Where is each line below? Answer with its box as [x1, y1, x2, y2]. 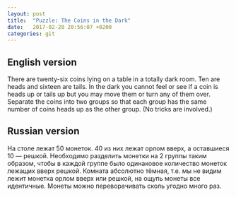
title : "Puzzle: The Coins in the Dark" [7, 17, 131, 24]
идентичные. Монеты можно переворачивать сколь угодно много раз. [7, 181, 222, 190]
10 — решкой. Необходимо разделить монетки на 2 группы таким [7, 151, 207, 160]
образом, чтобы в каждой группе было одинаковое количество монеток [7, 159, 228, 167]
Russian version [7, 125, 80, 138]
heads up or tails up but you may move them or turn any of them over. [7, 90, 211, 99]
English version [7, 56, 77, 68]
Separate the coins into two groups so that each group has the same [7, 97, 207, 106]
